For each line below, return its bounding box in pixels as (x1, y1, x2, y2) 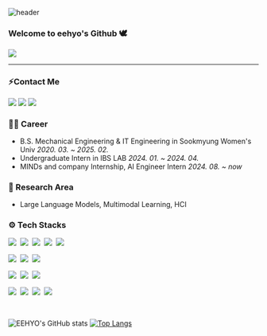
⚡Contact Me (8, 76, 60, 88)
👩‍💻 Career (8, 118, 48, 129)
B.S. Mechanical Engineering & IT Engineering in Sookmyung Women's (19, 136, 252, 146)
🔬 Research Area (8, 182, 74, 193)
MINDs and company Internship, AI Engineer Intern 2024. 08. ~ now (19, 162, 242, 171)
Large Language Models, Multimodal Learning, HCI (19, 200, 187, 209)
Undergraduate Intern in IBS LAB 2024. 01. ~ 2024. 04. (19, 153, 199, 162)
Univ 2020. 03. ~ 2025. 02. (19, 144, 109, 154)
